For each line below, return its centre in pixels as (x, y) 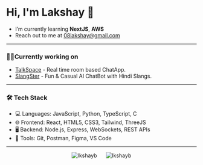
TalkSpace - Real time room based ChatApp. (70, 70)
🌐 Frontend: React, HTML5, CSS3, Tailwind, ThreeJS (80, 122)
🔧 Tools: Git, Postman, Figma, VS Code (63, 138)
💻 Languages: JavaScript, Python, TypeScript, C (76, 113)
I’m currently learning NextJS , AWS (60, 29)
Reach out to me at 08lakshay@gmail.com (68, 35)
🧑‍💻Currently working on (42, 57)
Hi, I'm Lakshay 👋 (50, 12)
